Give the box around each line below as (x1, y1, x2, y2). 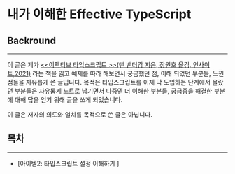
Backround (7, 34, 56, 46)
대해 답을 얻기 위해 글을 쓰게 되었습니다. (14, 96, 123, 103)
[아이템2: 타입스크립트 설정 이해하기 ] (17, 159, 120, 168)
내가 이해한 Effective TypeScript (7, 6, 192, 22)
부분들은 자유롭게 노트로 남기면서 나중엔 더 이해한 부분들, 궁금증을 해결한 (14, 87, 213, 95)
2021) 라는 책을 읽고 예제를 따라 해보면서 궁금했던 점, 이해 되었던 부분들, (14, 69, 211, 78)
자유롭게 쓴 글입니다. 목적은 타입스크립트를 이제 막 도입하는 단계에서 (25, 78, 211, 86)
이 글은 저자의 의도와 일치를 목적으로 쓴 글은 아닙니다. (7, 110, 152, 119)
